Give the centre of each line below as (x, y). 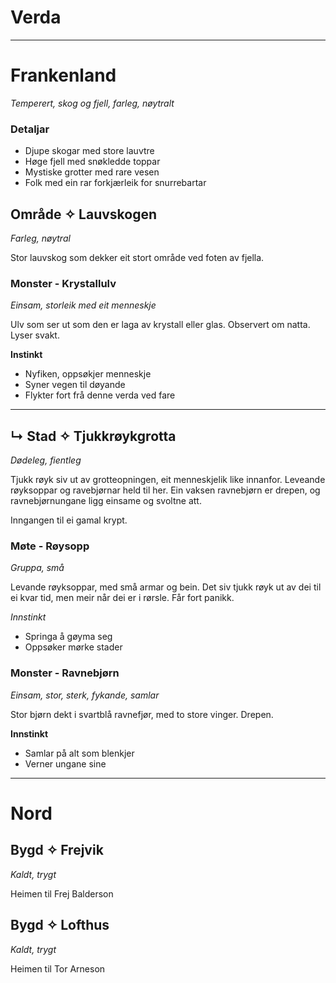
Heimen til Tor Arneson (58, 968)
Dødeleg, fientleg (46, 460)
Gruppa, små (37, 568)
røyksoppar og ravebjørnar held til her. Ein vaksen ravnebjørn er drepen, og (165, 490)
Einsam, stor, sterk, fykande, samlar (85, 695)
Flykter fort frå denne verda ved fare (100, 395)
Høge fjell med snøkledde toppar (92, 162)
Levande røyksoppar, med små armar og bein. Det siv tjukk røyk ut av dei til (166, 587)
